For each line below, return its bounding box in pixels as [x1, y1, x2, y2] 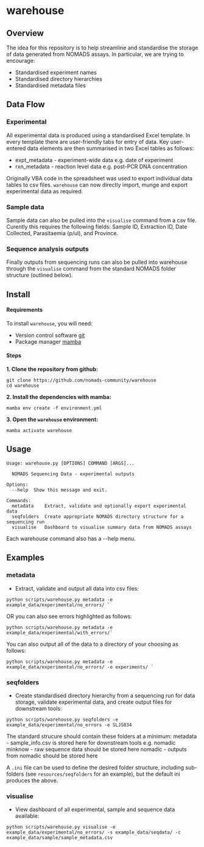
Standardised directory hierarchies [15, 76, 102, 82]
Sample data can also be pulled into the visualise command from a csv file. [6, 216, 197, 224]
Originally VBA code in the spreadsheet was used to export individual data [6, 174, 193, 182]
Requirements [6, 306, 43, 314]
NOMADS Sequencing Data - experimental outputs [12, 470, 135, 477]
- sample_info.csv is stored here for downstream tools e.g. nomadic [6, 739, 176, 746]
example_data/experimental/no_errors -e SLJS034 [6, 721, 132, 728]
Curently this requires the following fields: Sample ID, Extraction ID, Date [6, 223, 188, 230]
